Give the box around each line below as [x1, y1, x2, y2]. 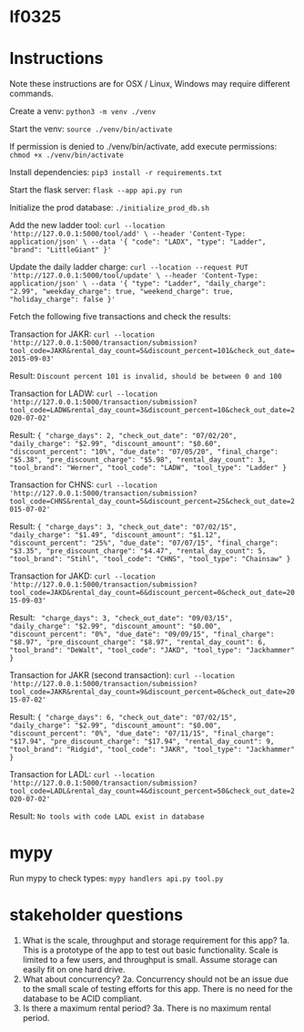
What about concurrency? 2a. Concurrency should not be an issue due [22, 974, 289, 985]
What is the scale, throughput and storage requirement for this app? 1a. [22, 935, 289, 945]
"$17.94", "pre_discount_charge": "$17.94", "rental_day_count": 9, [9, 737, 275, 746]
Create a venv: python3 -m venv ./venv [9, 106, 157, 117]
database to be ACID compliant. [22, 993, 143, 1004]
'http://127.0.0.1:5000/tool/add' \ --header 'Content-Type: [9, 230, 247, 239]
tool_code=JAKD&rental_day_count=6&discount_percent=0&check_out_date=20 [9, 589, 296, 598]
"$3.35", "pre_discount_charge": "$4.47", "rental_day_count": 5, [9, 547, 267, 556]
